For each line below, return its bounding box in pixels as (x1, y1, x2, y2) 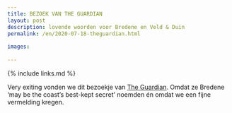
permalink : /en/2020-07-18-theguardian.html (7, 30, 141, 37)
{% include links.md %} (7, 69, 76, 78)
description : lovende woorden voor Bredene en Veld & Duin (7, 23, 185, 30)
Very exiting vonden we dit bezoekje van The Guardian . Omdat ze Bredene (7, 83, 225, 91)
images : (7, 43, 30, 50)
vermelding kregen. (7, 97, 64, 106)
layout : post (7, 17, 46, 24)
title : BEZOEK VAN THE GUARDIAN (7, 10, 103, 18)
